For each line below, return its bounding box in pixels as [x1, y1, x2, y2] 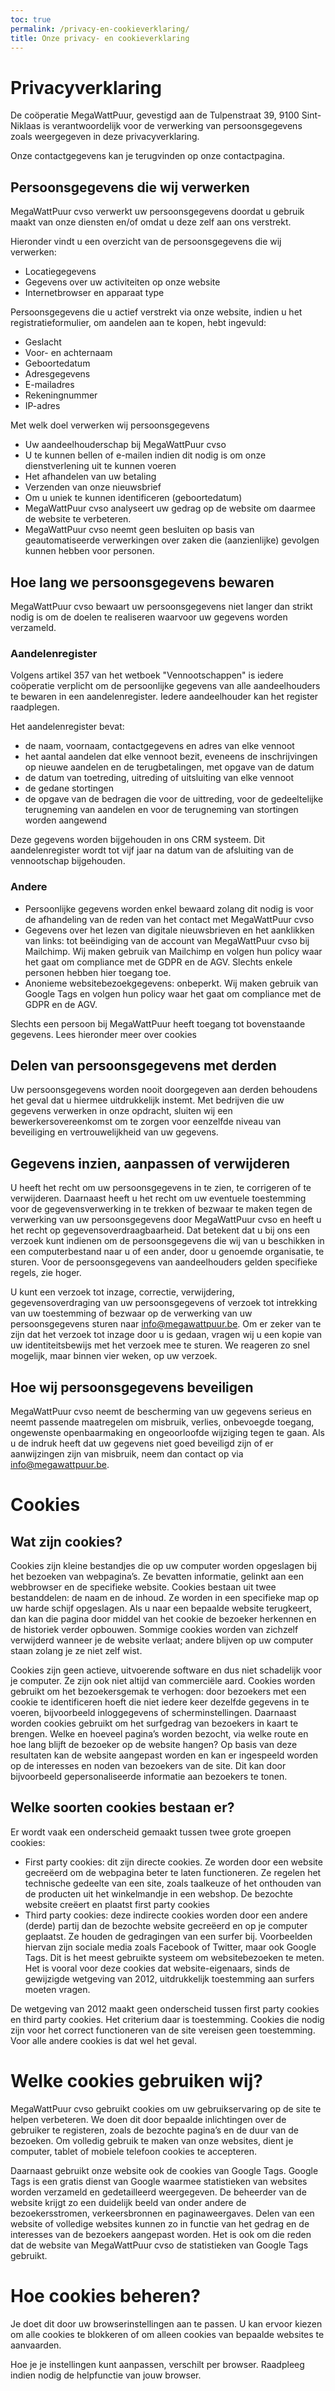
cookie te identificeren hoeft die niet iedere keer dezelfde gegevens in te [10, 1696, 310, 1708]
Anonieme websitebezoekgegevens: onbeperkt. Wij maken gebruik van [24, 977, 319, 989]
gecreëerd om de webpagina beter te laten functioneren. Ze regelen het [24, 1866, 322, 1878]
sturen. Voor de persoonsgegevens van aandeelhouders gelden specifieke [10, 1256, 318, 1268]
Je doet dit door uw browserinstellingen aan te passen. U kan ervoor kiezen [10, 2317, 323, 2330]
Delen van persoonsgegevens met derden [10, 1057, 277, 1074]
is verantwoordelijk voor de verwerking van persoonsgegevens [43, 120, 303, 132]
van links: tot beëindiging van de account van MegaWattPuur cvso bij [24, 934, 310, 946]
